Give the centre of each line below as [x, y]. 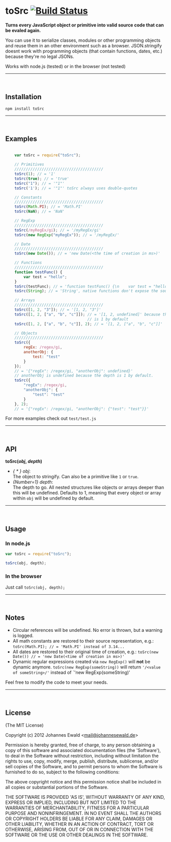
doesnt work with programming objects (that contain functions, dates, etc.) [84, 51]
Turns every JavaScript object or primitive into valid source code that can [84, 25]
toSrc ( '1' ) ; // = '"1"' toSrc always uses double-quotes [76, 188]
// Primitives [29, 165]
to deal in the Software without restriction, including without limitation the [82, 756]
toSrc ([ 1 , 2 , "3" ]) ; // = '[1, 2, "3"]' [58, 310]
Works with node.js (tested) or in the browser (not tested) [65, 66]
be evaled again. [23, 30]
